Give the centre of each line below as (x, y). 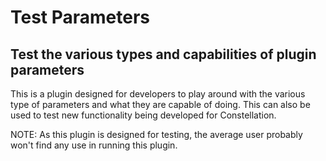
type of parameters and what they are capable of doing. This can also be (160, 104)
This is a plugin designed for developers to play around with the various (158, 94)
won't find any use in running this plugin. (94, 145)
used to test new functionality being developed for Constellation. (143, 115)
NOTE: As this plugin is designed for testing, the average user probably (156, 134)
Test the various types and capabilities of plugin (163, 54)
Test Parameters (80, 17)
